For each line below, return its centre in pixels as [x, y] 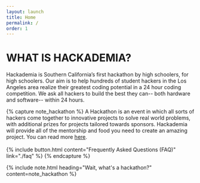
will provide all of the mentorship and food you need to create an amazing [97, 131]
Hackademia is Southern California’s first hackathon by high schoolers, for [98, 75]
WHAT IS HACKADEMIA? [69, 58]
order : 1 [17, 28]
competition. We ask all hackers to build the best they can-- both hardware [99, 94]
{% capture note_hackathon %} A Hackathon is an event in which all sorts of [100, 112]
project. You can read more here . [47, 137]
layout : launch [25, 12]
